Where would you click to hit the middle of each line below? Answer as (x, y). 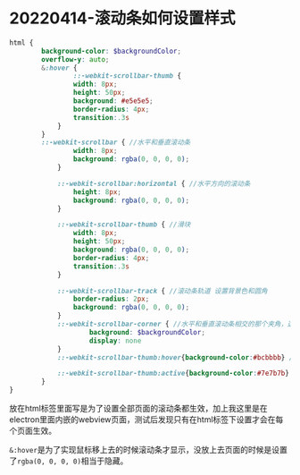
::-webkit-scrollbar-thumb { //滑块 (124, 225)
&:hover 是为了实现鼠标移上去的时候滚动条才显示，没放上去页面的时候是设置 (149, 450)
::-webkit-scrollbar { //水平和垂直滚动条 (116, 143)
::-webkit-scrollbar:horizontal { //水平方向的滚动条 (154, 183)
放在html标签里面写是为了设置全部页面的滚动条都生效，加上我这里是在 (138, 409)
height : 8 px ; (97, 192)
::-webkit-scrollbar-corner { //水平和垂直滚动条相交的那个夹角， (172, 324)
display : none (115, 341)
